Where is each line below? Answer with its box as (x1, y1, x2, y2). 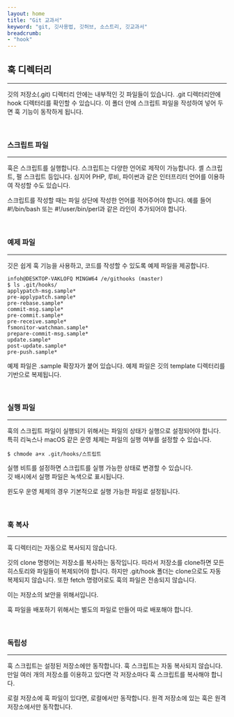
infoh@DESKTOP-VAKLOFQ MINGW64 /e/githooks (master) (7, 275, 164, 282)
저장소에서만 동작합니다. (7, 702, 73, 711)
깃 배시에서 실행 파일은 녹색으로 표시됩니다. (7, 472, 125, 481)
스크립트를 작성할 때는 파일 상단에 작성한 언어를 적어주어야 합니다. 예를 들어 (7, 196, 212, 204)
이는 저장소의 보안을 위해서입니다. (7, 591, 99, 599)
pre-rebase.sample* (7, 299, 64, 307)
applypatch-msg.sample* (7, 287, 77, 294)
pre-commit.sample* (7, 312, 64, 319)
